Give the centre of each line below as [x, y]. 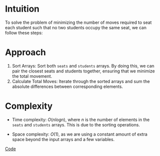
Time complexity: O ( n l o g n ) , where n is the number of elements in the [81, 120]
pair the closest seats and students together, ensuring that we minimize [83, 71]
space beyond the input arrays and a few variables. [63, 139]
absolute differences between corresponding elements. [67, 87]
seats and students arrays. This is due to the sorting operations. [76, 124]
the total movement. [32, 76]
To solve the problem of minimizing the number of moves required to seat [78, 22]
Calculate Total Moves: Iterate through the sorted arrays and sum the [81, 81]
